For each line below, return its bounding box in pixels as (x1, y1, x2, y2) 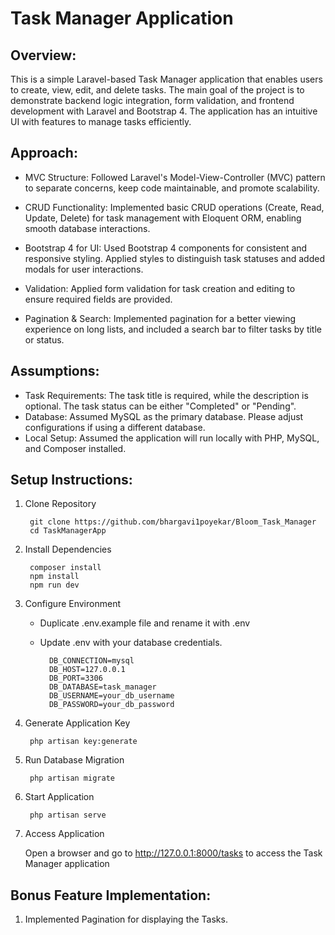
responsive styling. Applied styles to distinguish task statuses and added (24, 252, 325, 264)
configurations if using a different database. (24, 421, 206, 433)
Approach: (10, 145, 78, 162)
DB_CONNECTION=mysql (48, 656, 135, 666)
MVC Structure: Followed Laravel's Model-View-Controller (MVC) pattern (24, 171, 326, 183)
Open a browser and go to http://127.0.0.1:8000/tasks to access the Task (24, 847, 323, 859)
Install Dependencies (24, 543, 112, 556)
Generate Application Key (24, 717, 131, 729)
